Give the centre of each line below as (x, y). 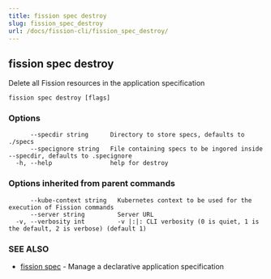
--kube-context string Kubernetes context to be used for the (141, 200)
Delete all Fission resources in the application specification (107, 83)
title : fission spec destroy (58, 16)
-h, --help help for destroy (92, 163)
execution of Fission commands (61, 207)
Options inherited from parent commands (92, 184)
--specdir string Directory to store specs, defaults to (137, 135)
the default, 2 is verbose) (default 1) (78, 228)
